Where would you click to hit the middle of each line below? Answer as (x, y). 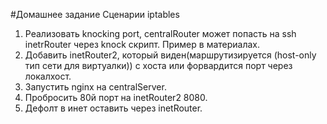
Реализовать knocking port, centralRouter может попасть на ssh (160, 33)
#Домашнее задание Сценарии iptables (95, 14)
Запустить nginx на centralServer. (95, 87)
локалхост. (48, 76)
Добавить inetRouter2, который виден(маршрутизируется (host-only (170, 55)
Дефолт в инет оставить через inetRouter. (113, 108)
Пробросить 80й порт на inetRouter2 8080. (116, 97)
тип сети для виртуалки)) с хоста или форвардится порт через (158, 65)
